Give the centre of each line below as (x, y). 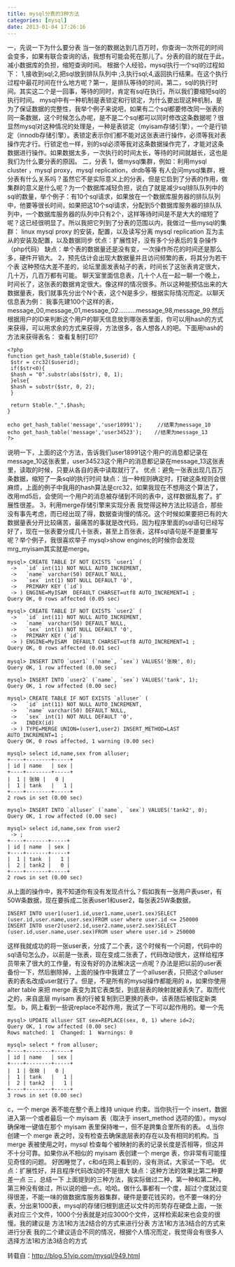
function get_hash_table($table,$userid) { (72, 356)
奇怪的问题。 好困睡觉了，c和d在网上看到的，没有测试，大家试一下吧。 (116, 1162)
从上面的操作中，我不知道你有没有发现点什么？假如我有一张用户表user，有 (115, 892)
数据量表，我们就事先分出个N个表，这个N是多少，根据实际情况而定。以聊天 (116, 293)
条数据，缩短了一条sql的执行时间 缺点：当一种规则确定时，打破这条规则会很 (116, 479)
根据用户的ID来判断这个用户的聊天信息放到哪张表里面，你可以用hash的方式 (115, 319)
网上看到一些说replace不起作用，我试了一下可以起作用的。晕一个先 (128, 1008)
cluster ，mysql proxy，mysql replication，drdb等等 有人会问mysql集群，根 (116, 170)
